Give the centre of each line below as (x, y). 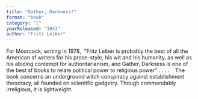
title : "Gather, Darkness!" (42, 12)
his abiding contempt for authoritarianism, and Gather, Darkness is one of (97, 64)
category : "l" (24, 23)
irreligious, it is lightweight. (40, 89)
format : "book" (25, 17)
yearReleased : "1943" (33, 28)
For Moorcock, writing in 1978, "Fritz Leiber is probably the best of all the (97, 51)
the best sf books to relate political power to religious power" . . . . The (96, 70)
